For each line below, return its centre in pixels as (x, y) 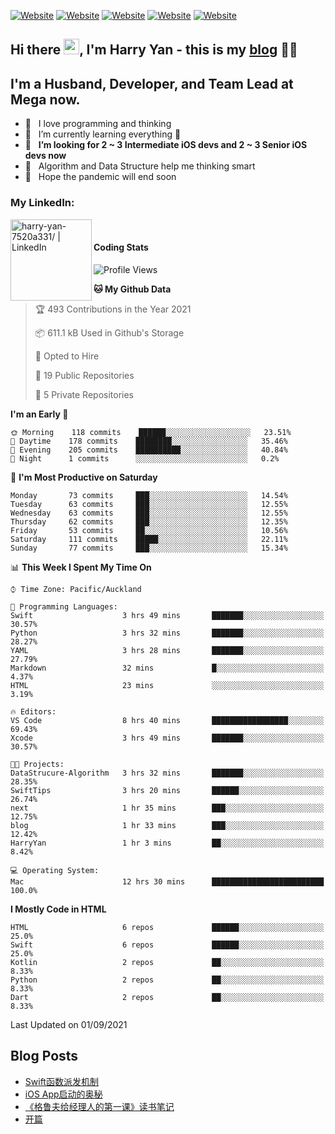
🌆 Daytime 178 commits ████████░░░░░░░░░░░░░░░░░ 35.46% (149, 441)
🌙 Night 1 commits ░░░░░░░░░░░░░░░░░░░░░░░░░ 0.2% (145, 458)
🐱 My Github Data (132, 289)
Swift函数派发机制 (61, 1081)
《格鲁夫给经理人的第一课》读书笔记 (99, 1106)
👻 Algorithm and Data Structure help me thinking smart (140, 166)
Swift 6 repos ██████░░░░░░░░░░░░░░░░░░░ (167, 945)
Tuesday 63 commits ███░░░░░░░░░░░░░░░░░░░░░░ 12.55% (149, 504)
